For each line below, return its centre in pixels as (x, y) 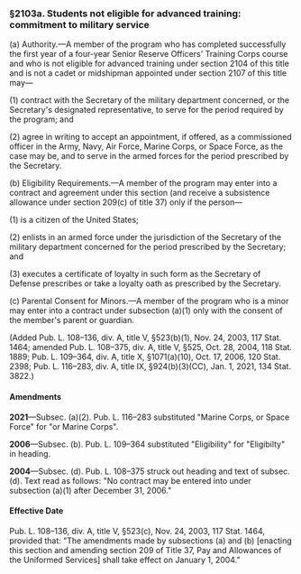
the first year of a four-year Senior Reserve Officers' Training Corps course (149, 54)
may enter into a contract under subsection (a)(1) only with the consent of (146, 310)
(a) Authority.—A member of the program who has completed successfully (148, 44)
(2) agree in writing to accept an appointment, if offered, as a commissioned (150, 137)
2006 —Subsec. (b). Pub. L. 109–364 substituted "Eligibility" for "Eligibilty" (147, 444)
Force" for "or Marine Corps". (64, 426)
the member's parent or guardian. (72, 320)
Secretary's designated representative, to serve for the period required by (146, 110)
